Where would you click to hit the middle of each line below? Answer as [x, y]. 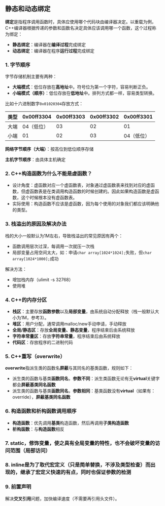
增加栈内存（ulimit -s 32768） [43, 279]
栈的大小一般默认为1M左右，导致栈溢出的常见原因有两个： [64, 236]
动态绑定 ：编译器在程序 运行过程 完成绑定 [53, 50]
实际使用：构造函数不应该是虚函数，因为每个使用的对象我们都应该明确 [83, 204]
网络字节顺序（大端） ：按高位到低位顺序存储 [49, 149]
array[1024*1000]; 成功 [35, 258]
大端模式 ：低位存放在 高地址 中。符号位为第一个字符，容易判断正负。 [81, 87]
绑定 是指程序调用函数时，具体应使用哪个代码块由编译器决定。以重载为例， [81, 22]
